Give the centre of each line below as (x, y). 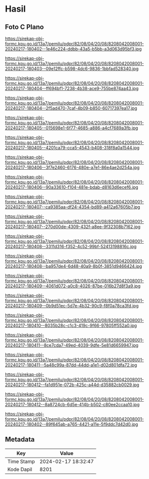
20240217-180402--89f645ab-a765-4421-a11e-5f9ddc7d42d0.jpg (72, 424)
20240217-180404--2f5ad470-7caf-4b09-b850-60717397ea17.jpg (71, 108)
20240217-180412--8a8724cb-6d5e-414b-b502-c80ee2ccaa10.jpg (72, 404)
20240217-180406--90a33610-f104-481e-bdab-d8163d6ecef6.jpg (72, 187)
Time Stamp (21, 461)
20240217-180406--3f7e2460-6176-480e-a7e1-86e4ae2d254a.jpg (72, 167)
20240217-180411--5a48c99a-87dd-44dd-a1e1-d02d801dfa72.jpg (71, 365)
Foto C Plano (24, 27)
